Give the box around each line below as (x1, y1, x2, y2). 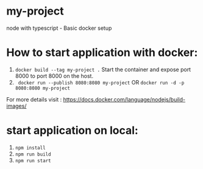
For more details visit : (6, 95, 62, 103)
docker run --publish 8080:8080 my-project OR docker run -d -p (18, 78, 185, 86)
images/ (6, 102, 27, 109)
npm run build (15, 151, 51, 157)
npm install (15, 145, 46, 151)
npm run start (15, 157, 51, 164)
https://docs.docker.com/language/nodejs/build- (63, 95, 186, 103)
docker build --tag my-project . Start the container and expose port (15, 66, 191, 73)
